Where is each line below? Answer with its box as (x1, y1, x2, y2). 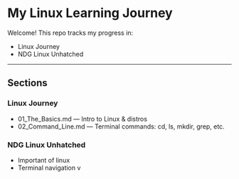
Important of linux (17, 156, 70, 164)
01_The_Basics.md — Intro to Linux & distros (17, 114, 148, 123)
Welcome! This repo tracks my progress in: (7, 28, 134, 37)
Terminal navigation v (17, 163, 81, 172)
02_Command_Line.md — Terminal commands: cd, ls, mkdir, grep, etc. (17, 122, 225, 131)
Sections (7, 77, 48, 89)
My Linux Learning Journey (7, 5, 173, 21)
